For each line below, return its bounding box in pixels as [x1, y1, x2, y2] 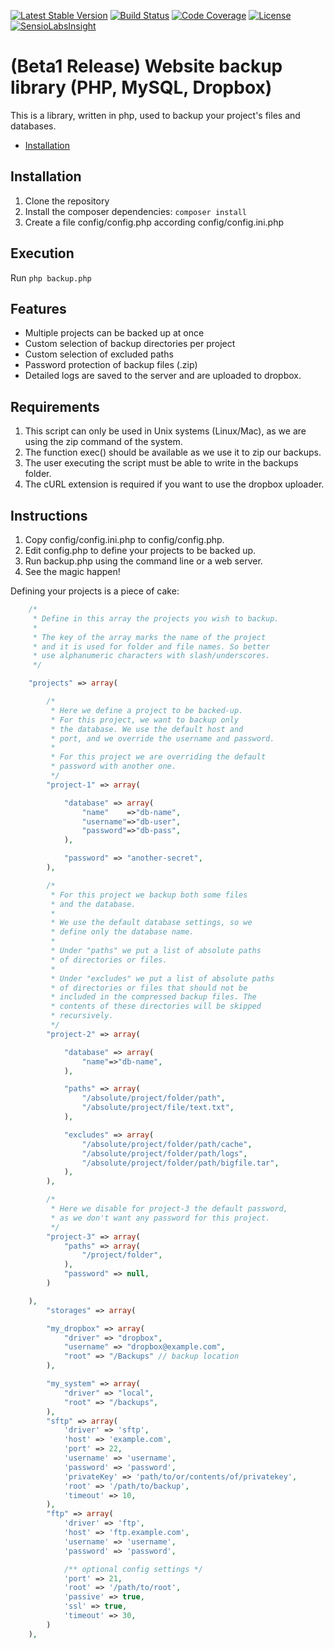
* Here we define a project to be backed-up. [50, 705, 244, 715]
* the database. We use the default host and [50, 724, 244, 734]
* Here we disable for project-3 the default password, [50, 1204, 288, 1214]
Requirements [10, 398, 100, 415]
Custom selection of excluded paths [24, 348, 174, 360]
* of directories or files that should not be [50, 983, 248, 993]
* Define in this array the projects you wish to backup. [32, 613, 280, 624]
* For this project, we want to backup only [50, 715, 240, 725]
